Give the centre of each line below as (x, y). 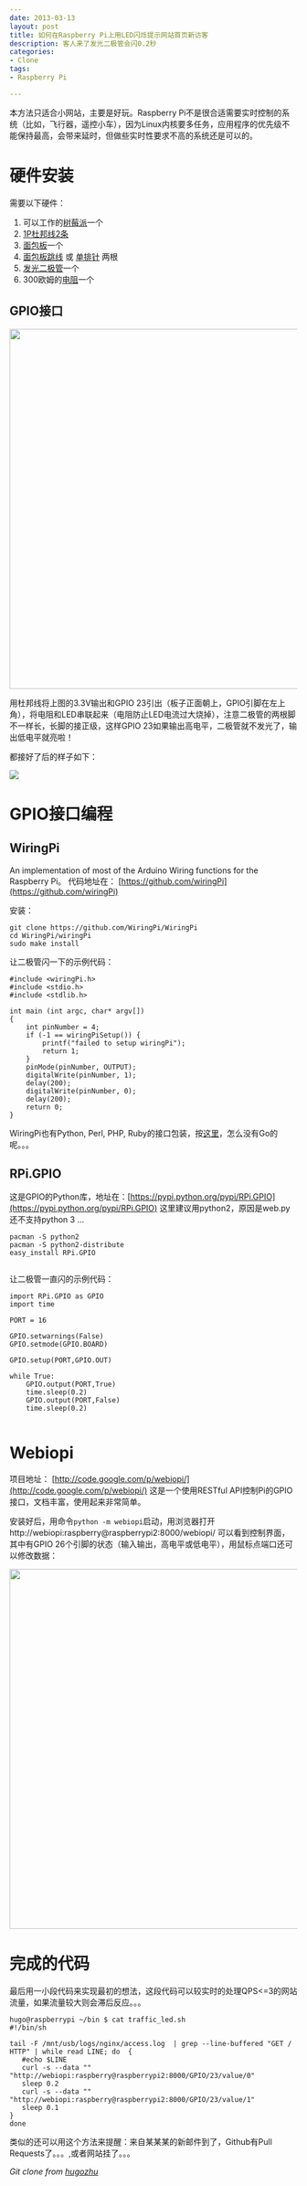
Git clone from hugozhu (54, 2171)
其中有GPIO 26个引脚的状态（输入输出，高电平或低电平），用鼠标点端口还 (148, 1544)
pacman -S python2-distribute (67, 1245)
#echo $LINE (44, 2060)
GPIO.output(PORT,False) (73, 1401)
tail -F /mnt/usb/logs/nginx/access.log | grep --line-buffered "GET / (151, 2044)
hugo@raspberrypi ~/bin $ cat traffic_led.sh (97, 2020)
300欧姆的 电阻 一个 (58, 279)
